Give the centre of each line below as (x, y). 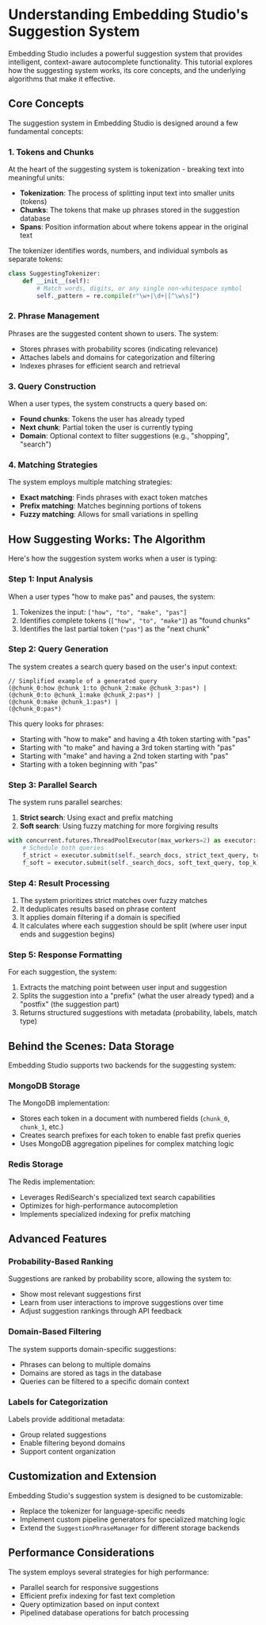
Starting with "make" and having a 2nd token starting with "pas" (124, 755)
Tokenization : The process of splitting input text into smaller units (127, 193)
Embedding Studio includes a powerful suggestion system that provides (125, 53)
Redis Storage (36, 1164)
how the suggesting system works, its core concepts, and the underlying (127, 70)
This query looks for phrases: (56, 724)
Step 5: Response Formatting (65, 955)
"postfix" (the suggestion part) (70, 1004)
